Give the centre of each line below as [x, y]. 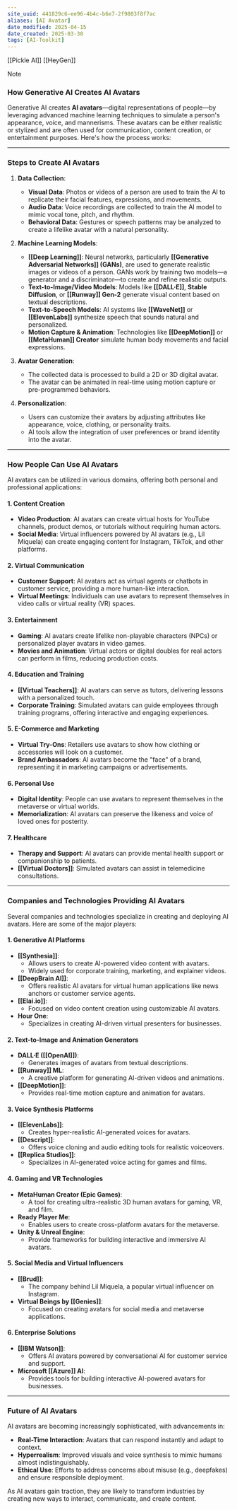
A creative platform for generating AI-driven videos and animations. [126, 1078]
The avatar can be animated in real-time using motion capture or [122, 382]
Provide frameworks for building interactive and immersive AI [117, 1239]
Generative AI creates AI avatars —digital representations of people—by [112, 108]
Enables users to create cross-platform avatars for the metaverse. [124, 1224]
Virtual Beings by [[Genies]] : [60, 1301]
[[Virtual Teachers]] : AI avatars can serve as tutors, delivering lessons [120, 690]
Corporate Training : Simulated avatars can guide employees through [118, 705]
